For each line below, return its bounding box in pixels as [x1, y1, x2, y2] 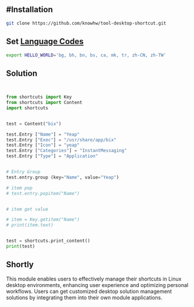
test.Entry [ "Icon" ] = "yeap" [6, 142, 80, 149]
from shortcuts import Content [6, 100, 83, 106]
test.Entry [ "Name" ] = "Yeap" [6, 131, 80, 137]
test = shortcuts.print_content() [6, 238, 91, 244]
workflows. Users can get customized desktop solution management [6, 288, 172, 295]
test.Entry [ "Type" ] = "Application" [6, 153, 98, 159]
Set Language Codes [6, 36, 84, 46]
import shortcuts [6, 105, 49, 111]
